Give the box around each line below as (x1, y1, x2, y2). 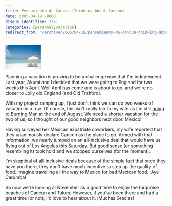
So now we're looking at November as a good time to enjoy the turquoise (5, 184, 159, 191)
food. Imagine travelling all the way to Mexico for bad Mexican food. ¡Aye (5, 169, 159, 175)
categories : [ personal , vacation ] (5, 25, 77, 30)
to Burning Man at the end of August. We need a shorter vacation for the (5, 111, 158, 117)
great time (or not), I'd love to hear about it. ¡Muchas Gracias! (5, 195, 134, 201)
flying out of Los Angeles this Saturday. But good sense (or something (5, 142, 154, 149)
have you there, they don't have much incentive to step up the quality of (5, 163, 157, 170)
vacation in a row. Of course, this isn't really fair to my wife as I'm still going (5, 106, 165, 112)
